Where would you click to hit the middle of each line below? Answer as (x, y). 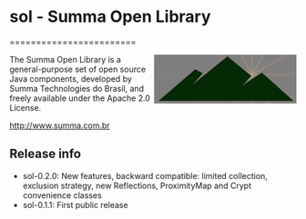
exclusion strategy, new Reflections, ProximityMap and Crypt (137, 185)
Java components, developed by (71, 78)
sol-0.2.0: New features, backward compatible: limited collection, (145, 175)
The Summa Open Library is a (65, 59)
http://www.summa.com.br (60, 125)
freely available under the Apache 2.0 (80, 98)
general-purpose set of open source (78, 69)
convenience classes (62, 195)
